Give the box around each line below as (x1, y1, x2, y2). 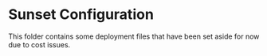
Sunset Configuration (8, 6, 154, 24)
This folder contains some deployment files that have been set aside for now (8, 32, 260, 41)
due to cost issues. (8, 39, 71, 49)
